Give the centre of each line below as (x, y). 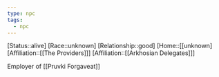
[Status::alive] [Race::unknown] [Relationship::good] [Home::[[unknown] (110, 46)
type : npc (21, 13)
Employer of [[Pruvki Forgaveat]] (54, 67)
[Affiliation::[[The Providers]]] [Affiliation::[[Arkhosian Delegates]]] (101, 53)
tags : (15, 20)
